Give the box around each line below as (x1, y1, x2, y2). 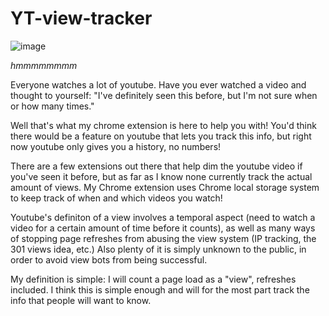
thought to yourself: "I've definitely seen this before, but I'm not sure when (10, 89, 318, 101)
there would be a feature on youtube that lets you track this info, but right (10, 130, 312, 142)
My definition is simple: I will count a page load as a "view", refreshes (10, 273, 297, 285)
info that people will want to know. (10, 294, 152, 306)
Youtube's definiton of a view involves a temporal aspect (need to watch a (10, 211, 316, 223)
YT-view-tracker (10, 7, 153, 30)
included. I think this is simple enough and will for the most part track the (10, 283, 310, 296)
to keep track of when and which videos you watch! (10, 192, 223, 204)
